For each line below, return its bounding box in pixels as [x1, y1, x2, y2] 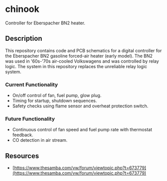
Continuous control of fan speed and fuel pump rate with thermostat [12, 127, 153, 133]
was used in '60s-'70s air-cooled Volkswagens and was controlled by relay [5, 58, 159, 64]
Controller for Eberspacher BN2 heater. [5, 20, 85, 26]
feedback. [12, 132, 33, 138]
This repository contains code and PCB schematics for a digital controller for [5, 47, 162, 53]
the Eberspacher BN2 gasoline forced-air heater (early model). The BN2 [5, 53, 153, 59]
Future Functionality [5, 115, 55, 122]
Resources [5, 152, 39, 160]
